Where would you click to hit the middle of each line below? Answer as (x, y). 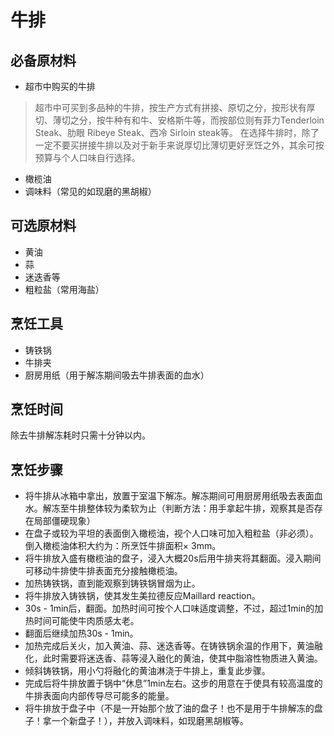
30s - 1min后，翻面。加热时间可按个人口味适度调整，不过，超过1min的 (169, 608)
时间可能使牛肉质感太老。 (86, 621)
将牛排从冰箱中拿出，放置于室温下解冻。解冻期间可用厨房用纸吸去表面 (169, 496)
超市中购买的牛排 (60, 86)
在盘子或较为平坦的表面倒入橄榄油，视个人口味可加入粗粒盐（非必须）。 (171, 533)
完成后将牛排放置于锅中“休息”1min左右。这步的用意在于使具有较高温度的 (173, 683)
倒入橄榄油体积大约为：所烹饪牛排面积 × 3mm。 (123, 546)
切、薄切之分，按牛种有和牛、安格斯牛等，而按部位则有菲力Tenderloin (179, 120)
